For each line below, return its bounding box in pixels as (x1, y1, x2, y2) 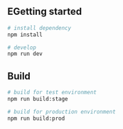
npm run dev (7, 50, 43, 57)
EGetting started (7, 6, 82, 18)
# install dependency (7, 24, 72, 31)
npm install (7, 31, 43, 38)
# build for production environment (7, 108, 116, 116)
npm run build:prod (7, 115, 65, 122)
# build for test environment (7, 89, 97, 96)
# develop (7, 44, 37, 51)
